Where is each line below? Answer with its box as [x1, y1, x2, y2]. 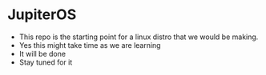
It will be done [18, 49, 66, 58]
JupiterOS [7, 6, 77, 24]
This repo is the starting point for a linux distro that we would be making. [18, 32, 259, 41]
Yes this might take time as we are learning [18, 40, 161, 49]
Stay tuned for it [18, 57, 73, 67]
